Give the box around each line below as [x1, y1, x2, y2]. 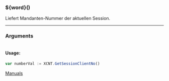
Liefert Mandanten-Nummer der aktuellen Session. [5, 15, 111, 21]
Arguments [5, 32, 34, 39]
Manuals [5, 70, 23, 76]
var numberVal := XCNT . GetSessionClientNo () [5, 61, 100, 66]
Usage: [5, 50, 21, 56]
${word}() [5, 4, 30, 11]
